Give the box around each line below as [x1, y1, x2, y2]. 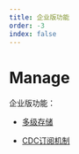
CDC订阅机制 [21, 135, 70, 146]
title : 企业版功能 [9, 12, 70, 22]
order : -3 [9, 21, 46, 30]
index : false [9, 29, 57, 38]
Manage [9, 67, 70, 88]
